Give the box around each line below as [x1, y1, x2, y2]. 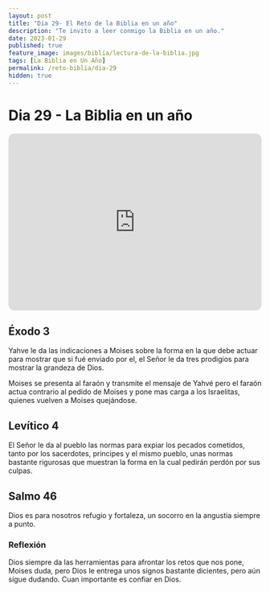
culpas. [8, 466, 33, 475]
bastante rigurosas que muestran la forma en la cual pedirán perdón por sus [8, 458, 261, 467]
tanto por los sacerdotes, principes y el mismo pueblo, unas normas [8, 449, 234, 458]
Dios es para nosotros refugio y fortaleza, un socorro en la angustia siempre [8, 511, 261, 520]
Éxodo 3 [8, 324, 51, 338]
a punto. [8, 520, 36, 528]
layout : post [8, 11, 52, 20]
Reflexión [8, 539, 47, 550]
